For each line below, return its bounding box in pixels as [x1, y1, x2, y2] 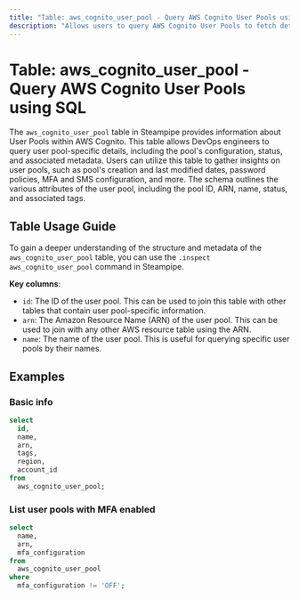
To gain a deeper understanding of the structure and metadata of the [9, 242, 263, 254]
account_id [17, 465, 58, 474]
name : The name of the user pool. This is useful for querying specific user [21, 334, 290, 344]
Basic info [9, 395, 53, 408]
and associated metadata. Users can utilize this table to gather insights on [9, 155, 280, 166]
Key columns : [9, 279, 61, 289]
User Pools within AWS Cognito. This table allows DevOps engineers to [9, 136, 270, 147]
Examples [9, 368, 65, 384]
